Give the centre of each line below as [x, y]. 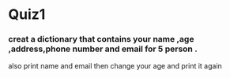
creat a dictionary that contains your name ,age [101, 39]
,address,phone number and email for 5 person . [103, 49]
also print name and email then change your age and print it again [115, 66]
